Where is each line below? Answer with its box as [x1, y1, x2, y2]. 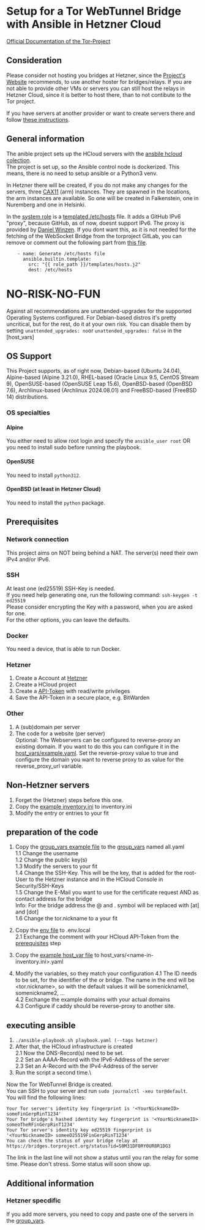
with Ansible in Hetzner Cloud [6, 17, 162, 31]
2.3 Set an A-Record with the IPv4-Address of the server [15, 1062, 158, 1070]
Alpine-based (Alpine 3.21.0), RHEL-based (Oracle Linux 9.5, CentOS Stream [6, 373, 199, 381]
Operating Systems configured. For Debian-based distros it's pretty [6, 313, 176, 321]
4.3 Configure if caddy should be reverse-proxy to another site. [15, 1002, 176, 1010]
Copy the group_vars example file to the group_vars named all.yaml [15, 843, 185, 850]
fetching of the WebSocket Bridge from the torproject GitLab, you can [6, 232, 182, 239]
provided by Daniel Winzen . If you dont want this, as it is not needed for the [6, 225, 196, 233]
